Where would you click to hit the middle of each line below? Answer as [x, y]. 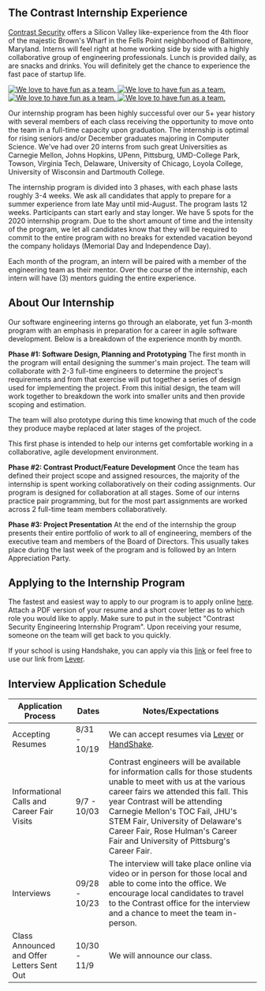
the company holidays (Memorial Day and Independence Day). [110, 246]
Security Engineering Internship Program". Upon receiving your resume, [125, 627]
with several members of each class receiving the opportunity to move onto [131, 121]
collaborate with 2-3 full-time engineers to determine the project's [116, 371]
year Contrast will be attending [165, 801]
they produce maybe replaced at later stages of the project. [105, 428]
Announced [34, 946]
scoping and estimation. [47, 404]
